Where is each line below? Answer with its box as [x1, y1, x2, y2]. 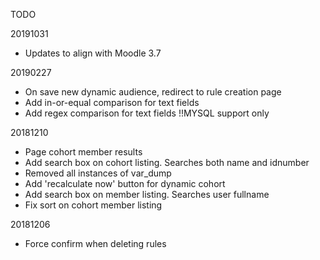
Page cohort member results [24, 146, 143, 158]
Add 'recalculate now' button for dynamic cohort [24, 178, 226, 189]
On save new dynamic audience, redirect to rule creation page [24, 86, 282, 98]
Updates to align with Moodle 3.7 [24, 47, 162, 59]
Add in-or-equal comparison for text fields [24, 97, 200, 108]
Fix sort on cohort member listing [24, 199, 163, 211]
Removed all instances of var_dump [24, 167, 172, 179]
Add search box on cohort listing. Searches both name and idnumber [24, 157, 310, 168]
